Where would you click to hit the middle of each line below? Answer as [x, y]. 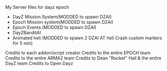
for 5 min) [23, 43]
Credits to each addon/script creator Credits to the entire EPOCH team [78, 53]
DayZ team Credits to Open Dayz [39, 63]
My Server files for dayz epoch [37, 7]
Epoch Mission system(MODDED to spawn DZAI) [63, 22]
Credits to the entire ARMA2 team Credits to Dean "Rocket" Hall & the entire [83, 58]
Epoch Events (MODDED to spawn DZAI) [54, 27]
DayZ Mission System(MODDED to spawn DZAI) [62, 17]
